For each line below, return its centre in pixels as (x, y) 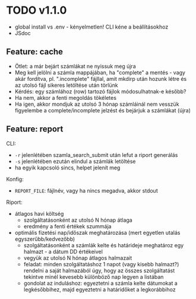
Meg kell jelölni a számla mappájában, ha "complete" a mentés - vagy (100, 73)
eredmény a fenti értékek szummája (67, 226)
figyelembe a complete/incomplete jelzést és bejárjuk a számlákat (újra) (103, 110)
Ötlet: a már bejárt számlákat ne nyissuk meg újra (75, 66)
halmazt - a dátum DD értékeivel (63, 251)
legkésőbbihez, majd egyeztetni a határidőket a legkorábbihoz (100, 289)
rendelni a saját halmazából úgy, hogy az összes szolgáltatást (99, 270)
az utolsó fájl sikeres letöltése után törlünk (66, 85)
